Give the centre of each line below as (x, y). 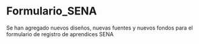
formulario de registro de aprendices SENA (60, 34)
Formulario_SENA (52, 11)
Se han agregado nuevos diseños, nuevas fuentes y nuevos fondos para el (99, 28)
